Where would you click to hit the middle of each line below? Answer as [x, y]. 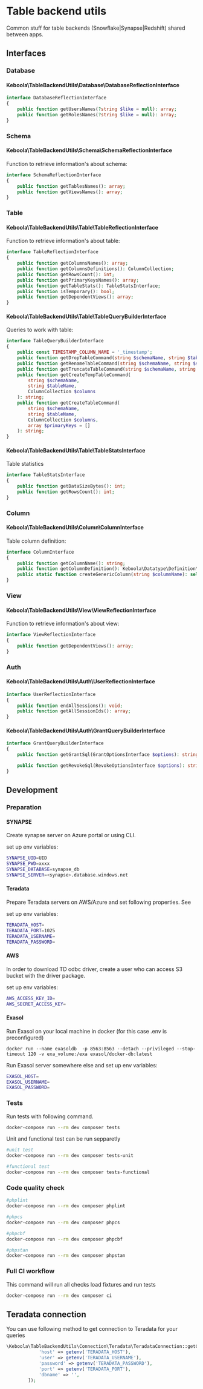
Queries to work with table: [40, 330]
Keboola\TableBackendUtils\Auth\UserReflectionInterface [81, 681]
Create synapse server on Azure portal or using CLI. [71, 835]
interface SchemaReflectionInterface [54, 175]
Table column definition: [36, 541]
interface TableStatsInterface [46, 475]
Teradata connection [46, 1314]
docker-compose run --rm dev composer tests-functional [78, 1172]
